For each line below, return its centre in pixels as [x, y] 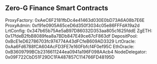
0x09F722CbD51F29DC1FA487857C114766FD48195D [60, 57]
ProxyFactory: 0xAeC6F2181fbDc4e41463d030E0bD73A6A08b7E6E [75, 20]
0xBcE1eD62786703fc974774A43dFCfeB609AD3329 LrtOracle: [71, 41]
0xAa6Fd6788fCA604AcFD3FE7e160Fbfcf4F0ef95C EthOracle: [70, 46]
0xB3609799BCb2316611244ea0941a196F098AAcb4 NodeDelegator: [76, 52]
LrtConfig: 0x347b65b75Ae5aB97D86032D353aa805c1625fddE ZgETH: [79, 31]
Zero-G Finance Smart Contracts [57, 8]
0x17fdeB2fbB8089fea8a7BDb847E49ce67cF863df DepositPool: [71, 36]
